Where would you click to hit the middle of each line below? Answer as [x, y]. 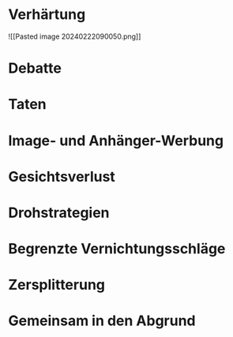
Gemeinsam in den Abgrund [102, 321]
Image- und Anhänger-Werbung [116, 140]
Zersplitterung [56, 285]
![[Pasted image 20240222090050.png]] [75, 36]
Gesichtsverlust [62, 176]
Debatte [35, 68]
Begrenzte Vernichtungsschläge [117, 249]
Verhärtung [47, 15]
